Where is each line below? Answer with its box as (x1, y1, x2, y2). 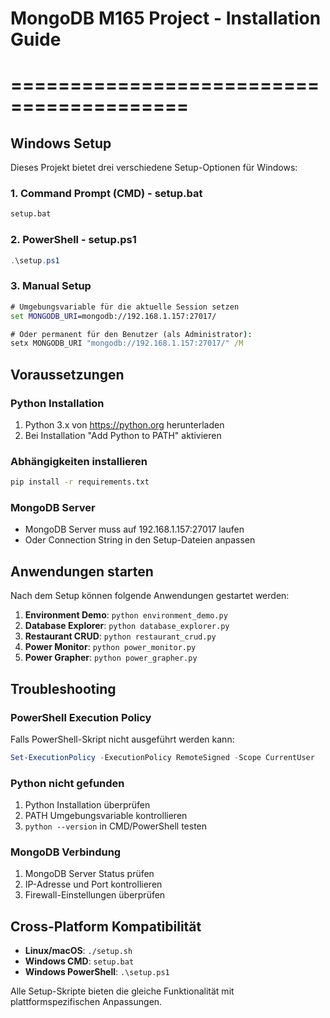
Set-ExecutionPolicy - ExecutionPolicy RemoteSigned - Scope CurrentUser (10, 752, 315, 762)
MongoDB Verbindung (10, 845, 122, 859)
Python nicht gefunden (10, 776, 125, 790)
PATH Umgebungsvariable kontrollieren (24, 810, 188, 822)
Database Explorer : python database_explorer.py (24, 620, 230, 632)
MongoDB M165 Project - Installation (10, 7, 322, 30)
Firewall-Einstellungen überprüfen (24, 889, 166, 901)
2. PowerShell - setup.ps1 (10, 233, 137, 247)
